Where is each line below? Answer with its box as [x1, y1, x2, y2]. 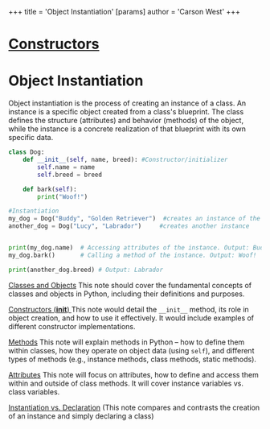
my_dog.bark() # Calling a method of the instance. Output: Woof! [8, 251, 257, 259]
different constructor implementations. [8, 321, 136, 331]
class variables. [8, 386, 60, 397]
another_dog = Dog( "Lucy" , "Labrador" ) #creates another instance [8, 222, 250, 230]
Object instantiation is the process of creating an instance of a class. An [8, 98, 247, 108]
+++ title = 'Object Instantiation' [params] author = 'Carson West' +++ [8, 7, 241, 16]
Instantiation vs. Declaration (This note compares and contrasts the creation [8, 402, 260, 412]
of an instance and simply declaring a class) [8, 410, 154, 421]
